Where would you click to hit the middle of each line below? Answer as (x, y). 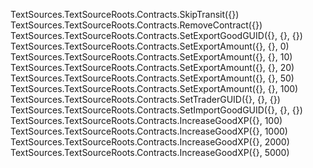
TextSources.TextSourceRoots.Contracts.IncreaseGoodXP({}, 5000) (150, 152)
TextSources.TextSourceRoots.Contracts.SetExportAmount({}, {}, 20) (152, 67)
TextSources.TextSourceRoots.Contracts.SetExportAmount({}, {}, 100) (154, 88)
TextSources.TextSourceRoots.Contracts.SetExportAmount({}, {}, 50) (152, 78)
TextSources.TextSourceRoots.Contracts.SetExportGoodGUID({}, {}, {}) (156, 35)
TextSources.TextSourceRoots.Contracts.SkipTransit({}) (125, 14)
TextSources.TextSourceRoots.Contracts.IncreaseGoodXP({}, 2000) (150, 142)
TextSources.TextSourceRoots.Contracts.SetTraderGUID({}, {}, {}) (145, 99)
